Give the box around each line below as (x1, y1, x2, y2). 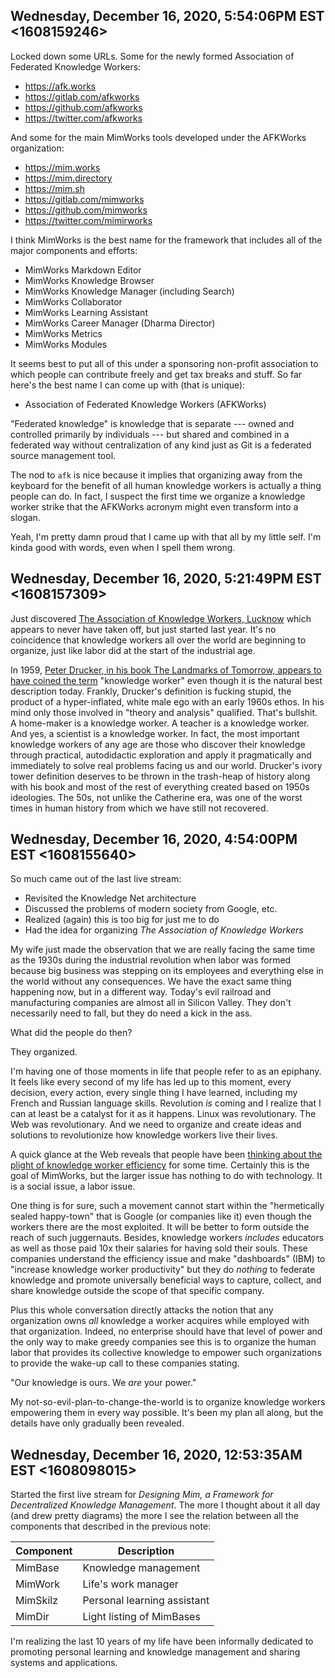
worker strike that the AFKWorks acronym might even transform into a (10, 500, 299, 513)
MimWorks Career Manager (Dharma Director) (24, 317, 216, 329)
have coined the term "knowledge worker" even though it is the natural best (10, 674, 323, 686)
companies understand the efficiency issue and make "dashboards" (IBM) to (10, 1253, 326, 1265)
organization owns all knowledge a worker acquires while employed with (10, 1315, 310, 1327)
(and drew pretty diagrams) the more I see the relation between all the (10, 1510, 299, 1522)
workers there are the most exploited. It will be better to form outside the (10, 1221, 310, 1233)
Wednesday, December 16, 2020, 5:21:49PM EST (10, 570, 322, 588)
